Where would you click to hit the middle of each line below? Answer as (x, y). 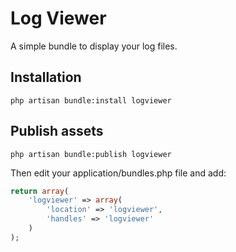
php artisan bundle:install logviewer (91, 100)
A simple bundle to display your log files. (94, 46)
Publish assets (57, 131)
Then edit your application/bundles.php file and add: (118, 173)
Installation (46, 77)
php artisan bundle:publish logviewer (91, 154)
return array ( (40, 191)
